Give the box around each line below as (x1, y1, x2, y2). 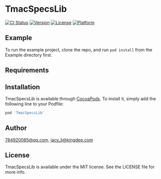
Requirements (5, 66, 49, 74)
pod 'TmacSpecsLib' (5, 110, 45, 115)
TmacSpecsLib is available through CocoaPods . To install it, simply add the (5, 95, 156, 101)
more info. (5, 169, 26, 175)
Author (5, 124, 27, 133)
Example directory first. (5, 52, 52, 58)
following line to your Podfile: (5, 101, 64, 107)
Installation (5, 83, 40, 91)
